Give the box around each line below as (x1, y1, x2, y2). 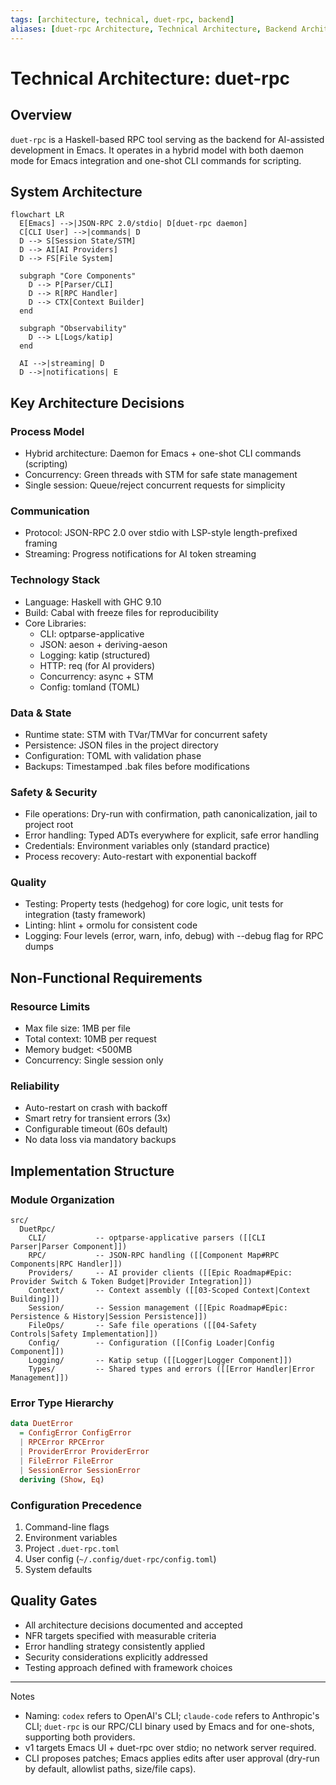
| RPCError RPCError (19, 1437, 105, 1448)
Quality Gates (10, 1592, 98, 1610)
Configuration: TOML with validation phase (24, 749, 202, 761)
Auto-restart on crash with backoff (24, 1102, 168, 1114)
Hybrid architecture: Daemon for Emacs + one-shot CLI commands (24, 447, 302, 459)
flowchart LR (10, 210, 65, 220)
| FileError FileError (19, 1456, 114, 1466)
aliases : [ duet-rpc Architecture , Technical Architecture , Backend (10, 24, 298, 34)
